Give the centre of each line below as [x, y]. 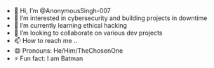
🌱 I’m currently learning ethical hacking [71, 25]
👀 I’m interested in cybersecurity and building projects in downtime [111, 18]
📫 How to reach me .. [46, 41]
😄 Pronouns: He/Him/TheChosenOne [68, 51]
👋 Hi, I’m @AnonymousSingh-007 [62, 11]
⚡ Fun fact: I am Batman [48, 58]
